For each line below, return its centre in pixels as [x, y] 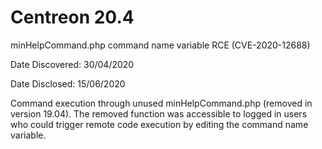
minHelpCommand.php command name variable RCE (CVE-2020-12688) [160, 45]
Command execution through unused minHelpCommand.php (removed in [161, 103]
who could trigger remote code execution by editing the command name [159, 124]
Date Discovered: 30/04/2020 [72, 64]
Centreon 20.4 [72, 17]
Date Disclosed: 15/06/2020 [68, 83]
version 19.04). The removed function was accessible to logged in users [159, 113]
